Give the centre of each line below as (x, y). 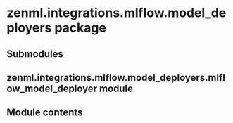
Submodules (35, 54)
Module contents (45, 113)
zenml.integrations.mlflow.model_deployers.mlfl (116, 78)
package (81, 28)
